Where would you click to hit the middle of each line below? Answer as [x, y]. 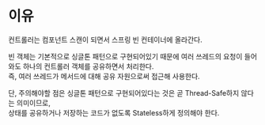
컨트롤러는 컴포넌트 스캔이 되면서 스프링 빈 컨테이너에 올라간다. [106, 40]
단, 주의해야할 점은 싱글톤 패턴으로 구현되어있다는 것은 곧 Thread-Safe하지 [124, 93]
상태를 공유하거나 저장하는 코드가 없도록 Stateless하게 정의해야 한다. [114, 112]
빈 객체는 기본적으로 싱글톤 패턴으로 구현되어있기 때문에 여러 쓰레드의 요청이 [125, 56]
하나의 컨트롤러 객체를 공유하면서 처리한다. [88, 66]
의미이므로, [34, 103]
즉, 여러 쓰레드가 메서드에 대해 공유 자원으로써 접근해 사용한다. [104, 76]
